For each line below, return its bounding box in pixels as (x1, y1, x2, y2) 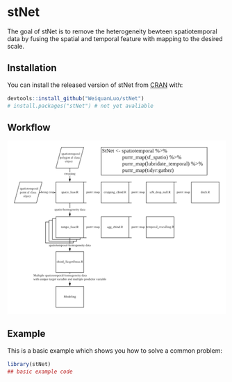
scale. (7, 42, 24, 50)
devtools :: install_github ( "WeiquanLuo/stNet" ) (7, 95, 144, 102)
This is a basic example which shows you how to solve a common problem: (7, 346, 222, 355)
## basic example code (7, 368, 73, 375)
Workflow (7, 121, 51, 133)
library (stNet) (7, 360, 51, 367)
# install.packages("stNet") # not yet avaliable (7, 102, 154, 109)
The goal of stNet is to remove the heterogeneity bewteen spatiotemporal (7, 27, 217, 35)
